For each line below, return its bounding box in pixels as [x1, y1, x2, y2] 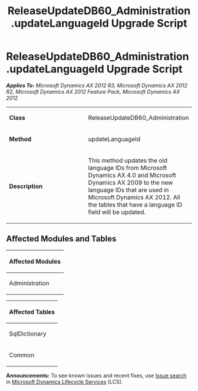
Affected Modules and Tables [6, 234, 117, 244]
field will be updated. [88, 208, 146, 216]
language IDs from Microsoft [88, 163, 167, 172]
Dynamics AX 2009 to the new [88, 178, 173, 186]
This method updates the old [88, 156, 168, 165]
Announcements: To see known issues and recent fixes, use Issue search [6, 372, 187, 379]
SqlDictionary [9, 329, 47, 337]
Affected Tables [9, 308, 55, 316]
